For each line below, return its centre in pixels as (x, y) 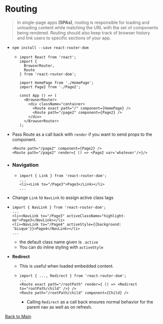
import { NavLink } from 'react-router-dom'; (59, 208)
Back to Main (18, 317)
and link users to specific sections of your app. (64, 38)
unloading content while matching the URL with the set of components (88, 27)
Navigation (25, 165)
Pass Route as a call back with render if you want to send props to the (82, 134)
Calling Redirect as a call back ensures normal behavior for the (90, 302)
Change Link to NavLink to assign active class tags (63, 198)
